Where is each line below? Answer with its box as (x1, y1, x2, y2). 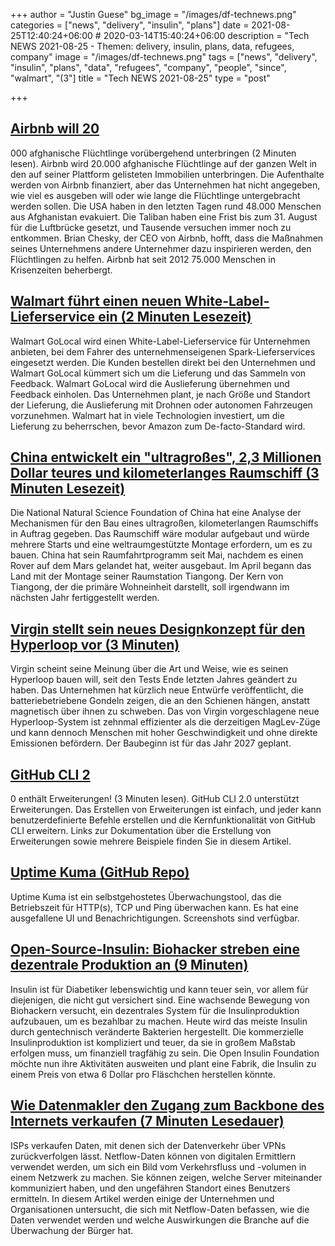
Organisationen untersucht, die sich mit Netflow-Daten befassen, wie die (10, 1203, 310, 1215)
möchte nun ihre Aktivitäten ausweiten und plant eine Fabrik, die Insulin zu (10, 1057, 317, 1069)
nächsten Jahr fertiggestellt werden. (10, 592, 160, 604)
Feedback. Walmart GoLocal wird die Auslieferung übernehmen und (10, 377, 290, 389)
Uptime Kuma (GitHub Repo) (10, 864, 190, 881)
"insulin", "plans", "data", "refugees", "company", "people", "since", (10, 62, 287, 73)
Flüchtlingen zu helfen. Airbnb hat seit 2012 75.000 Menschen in (10, 253, 276, 265)
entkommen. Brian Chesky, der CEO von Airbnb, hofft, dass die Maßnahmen (10, 232, 324, 244)
